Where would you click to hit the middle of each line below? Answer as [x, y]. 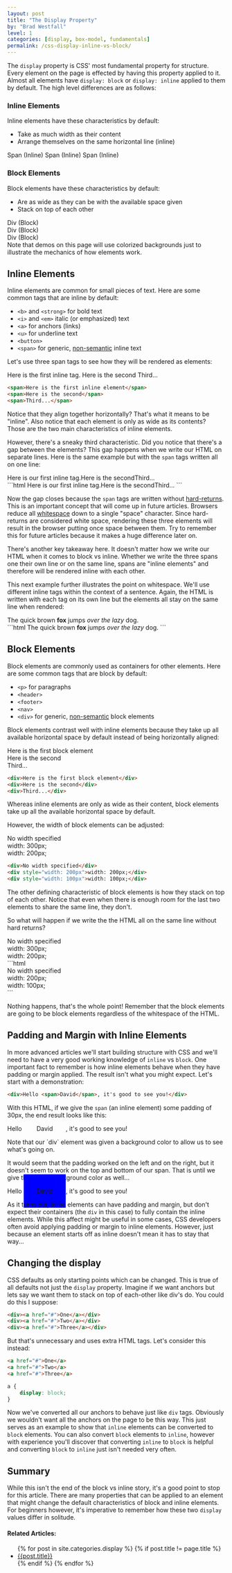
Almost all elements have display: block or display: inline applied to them [116, 80]
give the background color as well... [69, 1177]
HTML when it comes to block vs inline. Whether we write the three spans [113, 557]
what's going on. [31, 1149]
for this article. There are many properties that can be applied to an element [115, 1495]
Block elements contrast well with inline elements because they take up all [113, 730]
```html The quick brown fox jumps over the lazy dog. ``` [87, 628]
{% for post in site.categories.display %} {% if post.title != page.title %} [119, 1549]
